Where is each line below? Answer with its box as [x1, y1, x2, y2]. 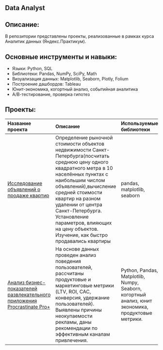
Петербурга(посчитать [55, 152, 110, 159]
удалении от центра [55, 201, 103, 208]
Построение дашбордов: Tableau [12, 81, 81, 87]
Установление [55, 213, 89, 220]
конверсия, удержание [55, 294, 110, 301]
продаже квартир [7, 192, 49, 199]
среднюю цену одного [55, 158, 109, 165]
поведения [55, 258, 81, 264]
